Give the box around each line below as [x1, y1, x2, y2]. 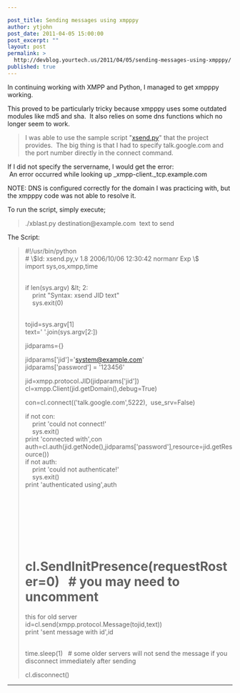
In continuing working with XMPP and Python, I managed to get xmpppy [7, 83, 219, 91]
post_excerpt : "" [7, 36, 59, 44]
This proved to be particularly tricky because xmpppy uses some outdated [7, 104, 227, 113]
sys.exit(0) [31, 298, 64, 307]
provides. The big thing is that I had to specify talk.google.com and [24, 141, 224, 149]
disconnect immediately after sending [24, 657, 136, 665]
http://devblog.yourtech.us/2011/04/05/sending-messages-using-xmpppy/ [14, 56, 232, 64]
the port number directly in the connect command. [24, 148, 174, 157]
